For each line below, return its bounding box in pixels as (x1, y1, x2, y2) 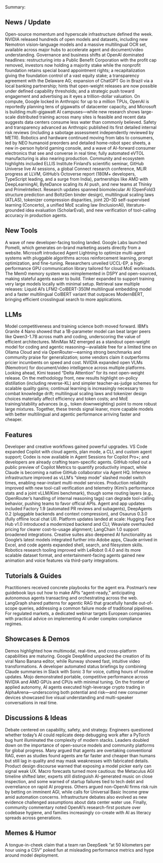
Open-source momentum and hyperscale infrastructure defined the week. (5, 31, 153, 37)
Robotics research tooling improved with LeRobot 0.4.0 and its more (5, 547, 141, 553)
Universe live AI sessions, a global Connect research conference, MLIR (5, 166, 147, 172)
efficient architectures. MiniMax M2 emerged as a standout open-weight (5, 339, 150, 345)
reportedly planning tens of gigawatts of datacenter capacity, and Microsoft (5, 103, 157, 109)
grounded (5, 207, 25, 213)
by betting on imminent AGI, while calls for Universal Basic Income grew (5, 789, 149, 795)
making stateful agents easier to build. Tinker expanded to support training (5, 275, 154, 282)
